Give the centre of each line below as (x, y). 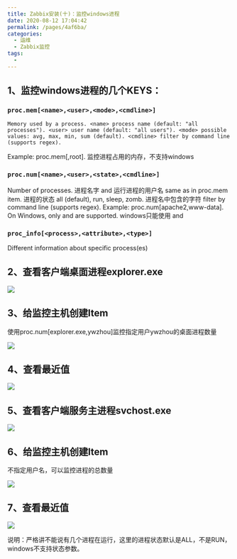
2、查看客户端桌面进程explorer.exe (85, 272)
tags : (15, 54)
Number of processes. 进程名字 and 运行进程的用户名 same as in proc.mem (118, 190)
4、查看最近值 (39, 370)
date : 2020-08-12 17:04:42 (47, 21)
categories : (25, 34)
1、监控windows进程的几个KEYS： (84, 90)
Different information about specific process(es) (78, 248)
